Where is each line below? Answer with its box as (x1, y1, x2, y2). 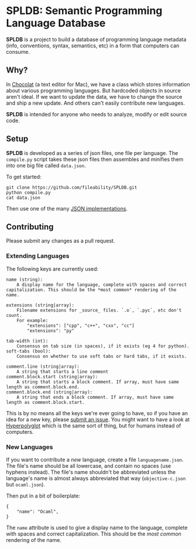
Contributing (6, 222, 54, 232)
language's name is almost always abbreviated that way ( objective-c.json (6, 475, 186, 482)
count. (6, 312, 22, 318)
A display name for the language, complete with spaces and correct (16, 282, 187, 288)
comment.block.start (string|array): (6, 374, 98, 379)
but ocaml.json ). (6, 481, 46, 488)
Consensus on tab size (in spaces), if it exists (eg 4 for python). (16, 343, 190, 349)
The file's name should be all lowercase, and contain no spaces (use (6, 462, 171, 469)
